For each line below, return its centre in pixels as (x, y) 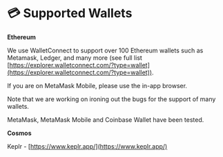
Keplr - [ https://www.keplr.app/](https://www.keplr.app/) (87, 146)
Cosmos (19, 133)
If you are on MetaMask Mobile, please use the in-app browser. (97, 85)
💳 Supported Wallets (70, 13)
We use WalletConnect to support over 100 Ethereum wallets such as (105, 50)
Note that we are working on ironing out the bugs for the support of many (111, 99)
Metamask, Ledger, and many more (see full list (75, 57)
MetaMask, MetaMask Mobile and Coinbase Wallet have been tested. (106, 119)
